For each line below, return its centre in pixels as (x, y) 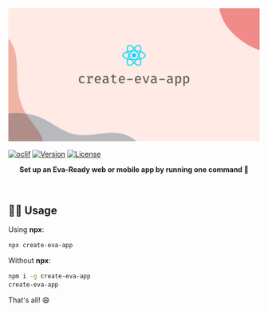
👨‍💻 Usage (33, 210)
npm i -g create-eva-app (49, 276)
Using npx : (26, 230)
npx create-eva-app (41, 246)
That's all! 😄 (29, 300)
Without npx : (30, 260)
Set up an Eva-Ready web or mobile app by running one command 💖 (134, 170)
